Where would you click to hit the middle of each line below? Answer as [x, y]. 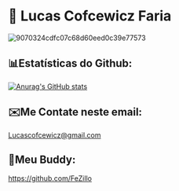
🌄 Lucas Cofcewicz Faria [90, 16]
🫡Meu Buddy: [42, 159]
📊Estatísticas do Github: [70, 63]
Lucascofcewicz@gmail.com [55, 135]
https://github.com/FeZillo [50, 178]
